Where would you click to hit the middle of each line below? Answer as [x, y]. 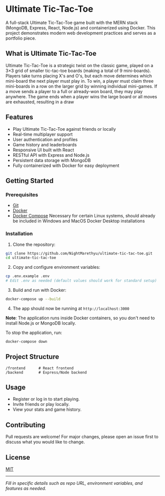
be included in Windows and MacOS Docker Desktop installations [79, 221]
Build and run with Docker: [39, 290]
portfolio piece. [21, 38]
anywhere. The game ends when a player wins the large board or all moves [81, 96]
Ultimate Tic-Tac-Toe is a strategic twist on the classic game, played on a [79, 65]
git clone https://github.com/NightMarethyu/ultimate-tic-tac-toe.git [79, 253]
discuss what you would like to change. [45, 442]
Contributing [25, 425]
